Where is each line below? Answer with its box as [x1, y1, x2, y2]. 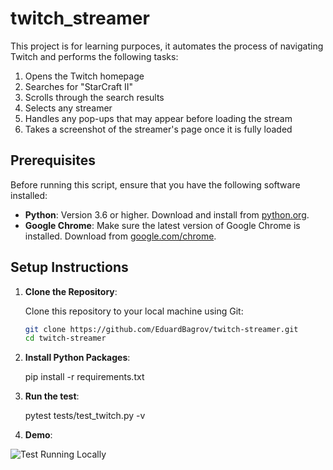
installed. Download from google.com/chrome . [24, 230, 217, 242]
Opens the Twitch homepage [24, 70, 145, 82]
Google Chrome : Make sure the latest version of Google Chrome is [24, 219, 301, 231]
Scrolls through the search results [24, 91, 165, 103]
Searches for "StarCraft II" [24, 80, 134, 92]
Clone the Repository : [24, 285, 118, 297]
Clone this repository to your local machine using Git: [24, 305, 244, 317]
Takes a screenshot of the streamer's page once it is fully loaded [24, 123, 293, 135]
